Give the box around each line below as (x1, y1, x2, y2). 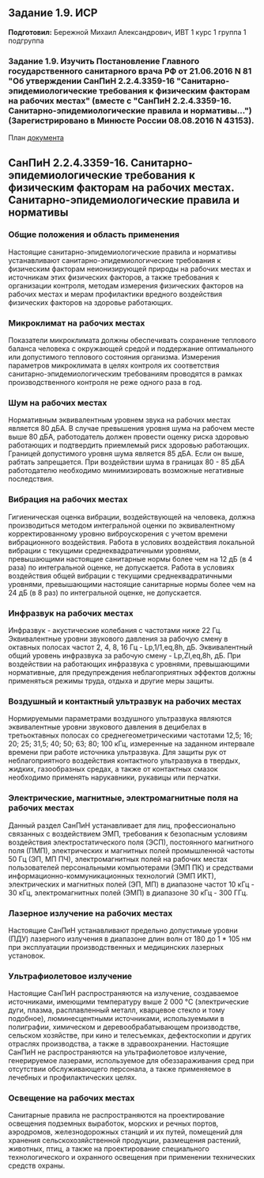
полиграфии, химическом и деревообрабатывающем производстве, (8, 1022, 241, 1032)
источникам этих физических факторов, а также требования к (8, 273, 220, 282)
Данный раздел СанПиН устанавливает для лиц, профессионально (8, 820, 236, 830)
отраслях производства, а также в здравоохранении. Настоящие (8, 1039, 229, 1049)
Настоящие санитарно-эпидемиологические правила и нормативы (8, 247, 237, 257)
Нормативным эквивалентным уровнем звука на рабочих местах (8, 415, 232, 425)
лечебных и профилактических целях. (8, 1073, 138, 1082)
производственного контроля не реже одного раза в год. (8, 378, 203, 387)
